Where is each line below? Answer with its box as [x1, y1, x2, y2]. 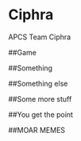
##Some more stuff [8, 94, 72, 103]
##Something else [8, 79, 68, 88]
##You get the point [8, 110, 74, 119]
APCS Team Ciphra [8, 32, 71, 42]
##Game [8, 47, 37, 57]
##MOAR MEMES [8, 125, 66, 135]
